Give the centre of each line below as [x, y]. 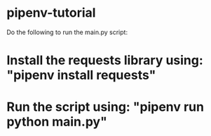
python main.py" [57, 122]
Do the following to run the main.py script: [67, 32]
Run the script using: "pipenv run [105, 107]
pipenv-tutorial [51, 13]
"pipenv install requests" [81, 75]
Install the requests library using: [105, 60]
